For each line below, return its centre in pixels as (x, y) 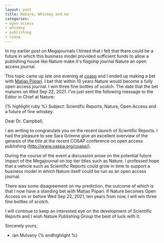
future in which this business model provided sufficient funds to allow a (77, 56)
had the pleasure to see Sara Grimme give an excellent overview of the (77, 136)
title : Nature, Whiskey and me (37, 14)
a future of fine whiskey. (29, 111)
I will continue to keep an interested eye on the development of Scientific (79, 211)
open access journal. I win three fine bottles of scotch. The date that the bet (82, 86)
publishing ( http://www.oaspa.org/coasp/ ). (48, 146)
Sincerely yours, (22, 225)
